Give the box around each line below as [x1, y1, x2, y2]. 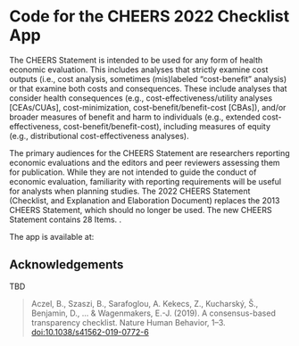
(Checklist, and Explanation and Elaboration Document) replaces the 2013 [9, 194, 280, 206]
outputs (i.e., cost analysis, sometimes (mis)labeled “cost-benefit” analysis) [9, 73, 287, 84]
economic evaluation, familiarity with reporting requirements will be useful [9, 176, 282, 186]
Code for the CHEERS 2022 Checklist [9, 6, 290, 27]
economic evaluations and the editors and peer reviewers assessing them [9, 157, 280, 168]
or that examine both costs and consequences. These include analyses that [9, 83, 287, 94]
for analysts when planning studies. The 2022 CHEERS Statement [9, 185, 251, 196]
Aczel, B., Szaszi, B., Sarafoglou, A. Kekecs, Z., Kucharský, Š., [30, 298, 259, 309]
